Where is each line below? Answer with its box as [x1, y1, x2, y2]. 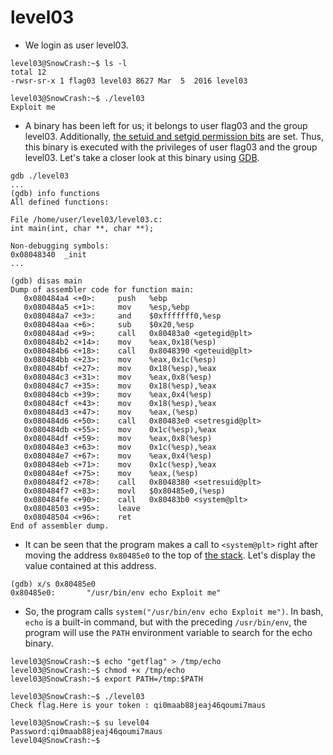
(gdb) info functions [10, 188, 101, 198]
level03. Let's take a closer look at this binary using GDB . [24, 151, 260, 163]
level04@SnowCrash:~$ [10, 735, 101, 745]
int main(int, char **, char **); [10, 223, 155, 233]
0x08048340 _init [10, 249, 87, 260]
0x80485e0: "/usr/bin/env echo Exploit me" [10, 587, 222, 598]
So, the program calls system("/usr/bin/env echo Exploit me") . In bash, [24, 605, 324, 617]
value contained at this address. [24, 559, 157, 571]
